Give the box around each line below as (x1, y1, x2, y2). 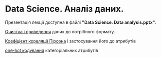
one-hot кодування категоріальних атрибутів (5, 47, 99, 53)
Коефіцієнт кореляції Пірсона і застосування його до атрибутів (5, 38, 136, 44)
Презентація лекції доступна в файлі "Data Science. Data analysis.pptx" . (5, 19, 157, 25)
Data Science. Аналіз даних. (5, 3, 124, 14)
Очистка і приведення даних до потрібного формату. (5, 29, 115, 34)
